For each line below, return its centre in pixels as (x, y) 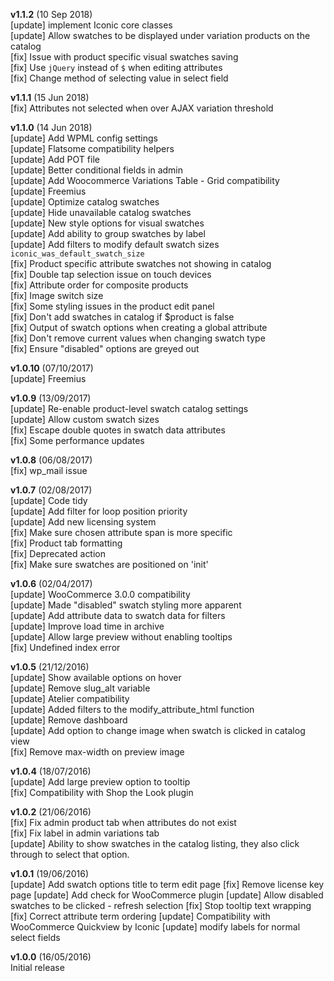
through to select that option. (70, 854)
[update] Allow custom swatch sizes (85, 419)
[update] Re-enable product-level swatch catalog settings (129, 408)
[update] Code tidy (49, 500)
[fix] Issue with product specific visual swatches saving (124, 57)
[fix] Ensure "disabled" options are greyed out (105, 348)
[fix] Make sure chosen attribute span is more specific (121, 532)
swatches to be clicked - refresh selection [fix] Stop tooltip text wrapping (161, 905)
